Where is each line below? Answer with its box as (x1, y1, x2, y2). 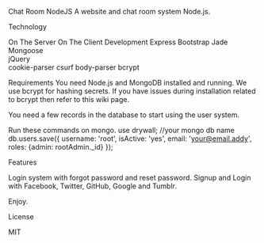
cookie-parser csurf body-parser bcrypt (8, 63, 140, 72)
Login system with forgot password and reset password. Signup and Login (8, 173, 251, 182)
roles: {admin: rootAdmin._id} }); (8, 142, 113, 151)
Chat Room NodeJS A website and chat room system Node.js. (8, 7, 211, 16)
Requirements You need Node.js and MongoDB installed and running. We (8, 78, 247, 87)
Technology (8, 22, 48, 31)
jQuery (8, 55, 30, 63)
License (8, 212, 34, 221)
